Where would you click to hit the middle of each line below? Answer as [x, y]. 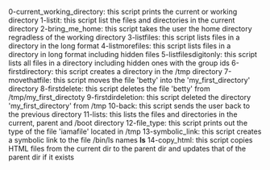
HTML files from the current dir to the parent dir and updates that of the [127, 149]
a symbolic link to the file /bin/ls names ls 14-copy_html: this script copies [131, 140]
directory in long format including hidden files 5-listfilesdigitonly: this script [133, 54]
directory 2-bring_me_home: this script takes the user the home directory [130, 29]
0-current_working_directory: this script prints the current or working [123, 12]
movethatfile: [30, 80]
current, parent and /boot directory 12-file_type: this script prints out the [128, 123]
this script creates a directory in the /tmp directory [139, 71]
